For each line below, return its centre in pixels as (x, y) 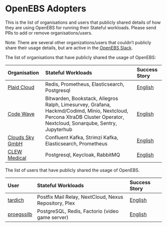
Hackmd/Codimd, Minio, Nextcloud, (86, 111)
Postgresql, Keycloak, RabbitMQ (83, 155)
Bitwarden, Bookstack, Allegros (82, 98)
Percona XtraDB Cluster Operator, (84, 117)
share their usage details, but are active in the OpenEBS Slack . (69, 48)
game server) (53, 217)
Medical (17, 158)
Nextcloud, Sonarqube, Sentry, (81, 123)
